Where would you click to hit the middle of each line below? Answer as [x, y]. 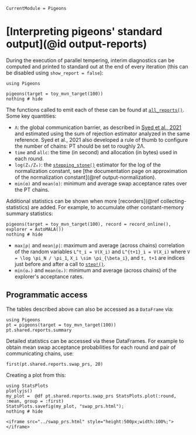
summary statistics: [30, 213]
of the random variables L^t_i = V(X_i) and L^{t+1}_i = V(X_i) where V [102, 252]
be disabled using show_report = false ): [55, 73]
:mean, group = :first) [35, 401]
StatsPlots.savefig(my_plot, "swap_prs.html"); [65, 406]
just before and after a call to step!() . [60, 264]
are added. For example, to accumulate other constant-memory [107, 207]
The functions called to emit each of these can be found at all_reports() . [95, 110]
